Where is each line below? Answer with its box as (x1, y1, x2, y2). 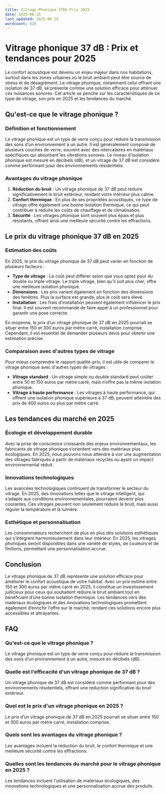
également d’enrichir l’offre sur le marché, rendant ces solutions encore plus (5, 605, 161, 611)
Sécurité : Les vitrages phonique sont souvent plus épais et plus (12, 213, 144, 219)
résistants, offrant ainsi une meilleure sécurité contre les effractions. (12, 218, 152, 224)
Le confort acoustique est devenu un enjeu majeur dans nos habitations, (5, 69, 153, 75)
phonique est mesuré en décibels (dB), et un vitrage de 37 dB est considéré (5, 157, 160, 163)
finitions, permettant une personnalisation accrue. (5, 546, 107, 552)
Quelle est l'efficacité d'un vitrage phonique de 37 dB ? (5, 668, 140, 675)
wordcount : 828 (5, 21, 37, 26)
